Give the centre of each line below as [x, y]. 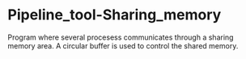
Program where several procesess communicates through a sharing [121, 37]
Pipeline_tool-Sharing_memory [115, 15]
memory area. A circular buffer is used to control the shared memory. [123, 45]
